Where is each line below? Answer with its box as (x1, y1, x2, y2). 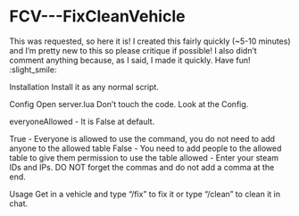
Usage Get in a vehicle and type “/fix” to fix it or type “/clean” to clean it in (9, 188, 281, 199)
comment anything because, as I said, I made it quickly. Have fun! (9, 54, 252, 65)
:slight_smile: (9, 64, 57, 75)
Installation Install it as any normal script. (9, 81, 159, 92)
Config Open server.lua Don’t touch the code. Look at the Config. (9, 98, 249, 109)
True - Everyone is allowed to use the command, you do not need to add (9, 133, 275, 144)
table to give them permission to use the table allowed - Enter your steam (9, 152, 279, 162)
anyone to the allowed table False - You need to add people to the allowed (9, 143, 282, 154)
